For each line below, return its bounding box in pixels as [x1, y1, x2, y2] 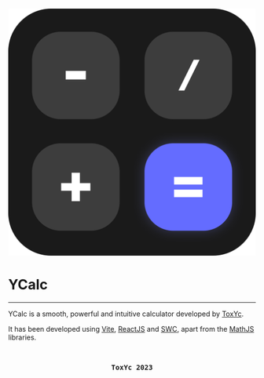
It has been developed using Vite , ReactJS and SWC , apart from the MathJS [8, 324, 255, 333]
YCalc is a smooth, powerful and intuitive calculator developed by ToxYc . [8, 309, 244, 318]
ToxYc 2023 [111, 362, 153, 372]
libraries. [8, 333, 37, 342]
